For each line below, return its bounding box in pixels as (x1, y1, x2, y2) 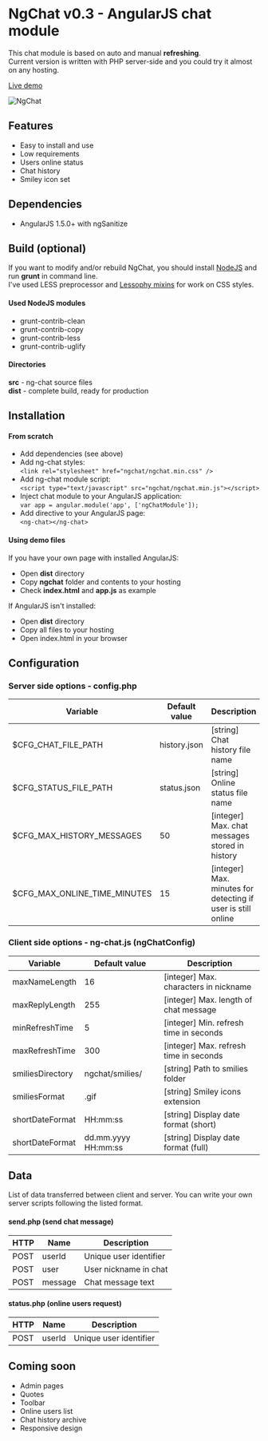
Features (8, 119, 53, 133)
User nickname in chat (84, 1263, 168, 1274)
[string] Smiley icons (163, 1086, 242, 1097)
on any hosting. (8, 65, 60, 74)
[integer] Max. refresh (163, 1039, 246, 1051)
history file (211, 744, 251, 755)
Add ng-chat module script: (19, 474, 111, 484)
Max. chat (211, 820, 249, 831)
